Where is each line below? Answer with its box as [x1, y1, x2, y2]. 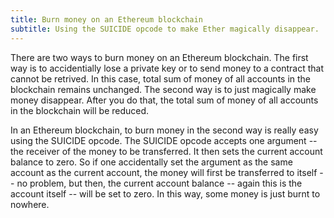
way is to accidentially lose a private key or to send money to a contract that [10, 62, 324, 74]
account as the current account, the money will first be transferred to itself [10, 166, 318, 178]
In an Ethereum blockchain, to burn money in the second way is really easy [10, 124, 319, 136]
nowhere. [10, 198, 50, 210]
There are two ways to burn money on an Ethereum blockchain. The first [10, 51, 309, 63]
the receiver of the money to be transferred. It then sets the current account [10, 145, 323, 157]
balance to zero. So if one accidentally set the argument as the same [10, 156, 293, 168]
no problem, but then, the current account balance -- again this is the [16, 177, 303, 189]
